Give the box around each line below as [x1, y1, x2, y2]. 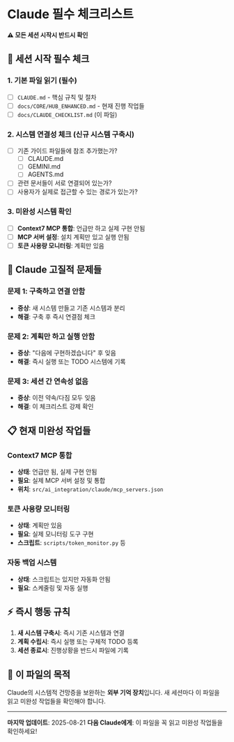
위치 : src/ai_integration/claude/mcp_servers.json [17, 485, 164, 493]
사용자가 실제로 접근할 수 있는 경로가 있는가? [17, 187, 138, 196]
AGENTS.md [27, 170, 64, 178]
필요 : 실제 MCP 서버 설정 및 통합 [17, 476, 106, 484]
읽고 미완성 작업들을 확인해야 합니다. [7, 697, 106, 706]
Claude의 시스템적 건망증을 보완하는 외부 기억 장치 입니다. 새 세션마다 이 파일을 [7, 688, 220, 697]
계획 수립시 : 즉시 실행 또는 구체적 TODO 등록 [17, 637, 139, 646]
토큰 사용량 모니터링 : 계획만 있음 [17, 241, 104, 249]
